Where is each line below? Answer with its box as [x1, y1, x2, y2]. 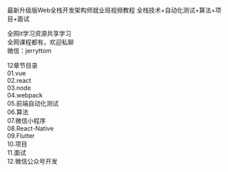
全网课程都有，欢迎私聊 [7, 38, 74, 46]
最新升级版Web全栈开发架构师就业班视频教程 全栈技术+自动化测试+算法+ [7, 6, 216, 14]
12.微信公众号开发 [7, 157, 58, 165]
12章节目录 [7, 61, 38, 69]
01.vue [7, 69, 26, 77]
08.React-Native [7, 124, 54, 133]
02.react [7, 77, 32, 84]
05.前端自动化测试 [7, 99, 59, 107]
